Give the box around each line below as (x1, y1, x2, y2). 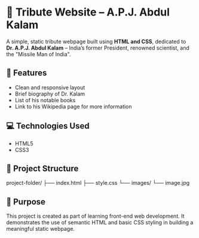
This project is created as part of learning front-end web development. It (6, 212, 185, 220)
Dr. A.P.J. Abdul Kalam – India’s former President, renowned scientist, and (6, 44, 189, 51)
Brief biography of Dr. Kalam (14, 90, 85, 97)
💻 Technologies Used (6, 121, 90, 131)
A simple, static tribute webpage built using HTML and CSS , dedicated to (6, 38, 186, 45)
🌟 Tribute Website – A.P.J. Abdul (6, 5, 170, 19)
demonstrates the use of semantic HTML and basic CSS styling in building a (6, 219, 194, 226)
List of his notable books (14, 96, 76, 103)
